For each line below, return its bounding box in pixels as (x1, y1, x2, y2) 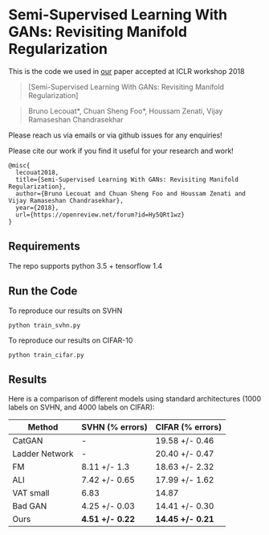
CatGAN (12, 435, 43, 447)
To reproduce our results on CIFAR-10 (8, 335, 133, 345)
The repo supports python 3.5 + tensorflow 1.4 (8, 261, 163, 270)
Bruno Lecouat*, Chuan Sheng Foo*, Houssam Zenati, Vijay (27, 106, 223, 116)
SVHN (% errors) (81, 422, 149, 433)
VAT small (12, 488, 50, 499)
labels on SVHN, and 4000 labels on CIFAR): (8, 402, 155, 412)
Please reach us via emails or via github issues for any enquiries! (8, 130, 222, 140)
